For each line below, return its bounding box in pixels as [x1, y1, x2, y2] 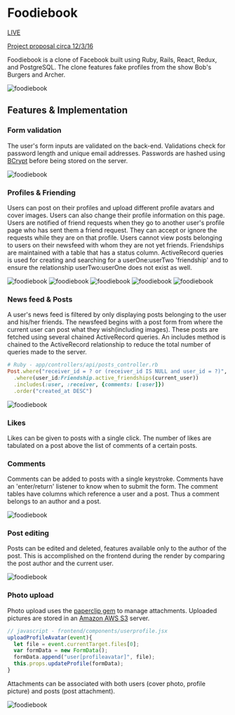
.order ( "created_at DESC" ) [13, 387, 93, 394]
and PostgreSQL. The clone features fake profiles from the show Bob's [7, 63, 212, 71]
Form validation [7, 125, 62, 135]
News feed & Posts [7, 294, 73, 304]
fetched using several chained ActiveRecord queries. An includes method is [7, 333, 226, 342]
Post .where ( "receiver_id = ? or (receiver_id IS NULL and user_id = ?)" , [7, 368, 228, 375]
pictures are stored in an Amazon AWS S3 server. [7, 614, 150, 622]
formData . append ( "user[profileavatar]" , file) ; [13, 654, 156, 661]
